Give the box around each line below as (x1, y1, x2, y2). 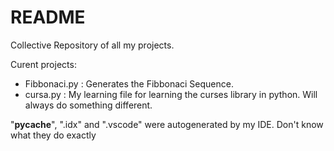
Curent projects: (10, 58, 77, 70)
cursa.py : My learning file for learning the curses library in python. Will (24, 88, 318, 100)
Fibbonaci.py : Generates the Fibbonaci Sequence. (24, 77, 234, 90)
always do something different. (24, 99, 153, 111)
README (10, 6, 86, 29)
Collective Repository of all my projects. (10, 39, 175, 51)
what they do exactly (10, 129, 97, 141)
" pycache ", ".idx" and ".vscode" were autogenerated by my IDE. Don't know (10, 118, 324, 130)
